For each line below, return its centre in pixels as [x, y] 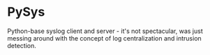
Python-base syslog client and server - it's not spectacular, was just [105, 31]
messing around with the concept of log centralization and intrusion [105, 38]
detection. [22, 45]
